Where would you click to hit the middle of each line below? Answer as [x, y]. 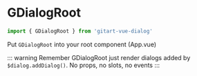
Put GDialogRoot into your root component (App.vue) [82, 44]
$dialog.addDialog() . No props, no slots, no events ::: [84, 65]
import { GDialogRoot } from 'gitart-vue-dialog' [80, 31]
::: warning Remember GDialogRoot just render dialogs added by [99, 57]
